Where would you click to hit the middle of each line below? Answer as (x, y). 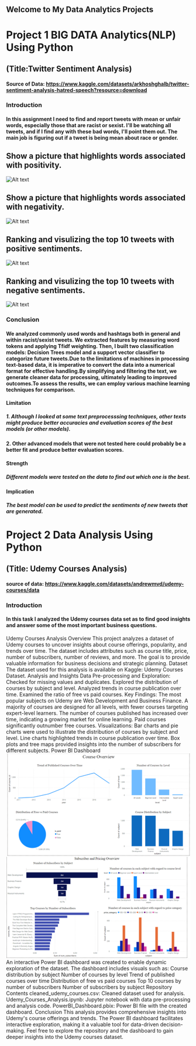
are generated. (25, 511)
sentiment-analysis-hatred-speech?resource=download (77, 90)
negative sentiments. (46, 290)
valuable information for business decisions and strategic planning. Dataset (97, 663)
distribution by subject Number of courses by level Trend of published (90, 975)
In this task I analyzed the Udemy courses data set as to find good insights (98, 619)
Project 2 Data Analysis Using (80, 535)
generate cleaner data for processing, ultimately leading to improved (92, 377)
